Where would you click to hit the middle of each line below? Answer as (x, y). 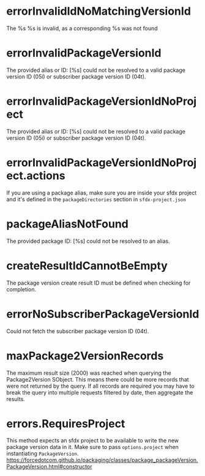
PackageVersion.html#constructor (49, 467)
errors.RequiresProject (66, 424)
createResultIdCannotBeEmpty (87, 266)
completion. (21, 289)
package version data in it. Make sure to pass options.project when (92, 447)
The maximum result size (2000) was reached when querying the (89, 373)
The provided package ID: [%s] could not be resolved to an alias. (88, 241)
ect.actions (36, 175)
